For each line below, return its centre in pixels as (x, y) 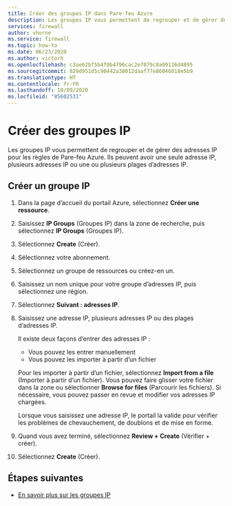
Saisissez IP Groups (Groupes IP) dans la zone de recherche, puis (111, 223)
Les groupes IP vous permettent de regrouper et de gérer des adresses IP (113, 149)
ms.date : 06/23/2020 (38, 52)
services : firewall (36, 26)
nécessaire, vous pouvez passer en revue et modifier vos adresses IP (116, 394)
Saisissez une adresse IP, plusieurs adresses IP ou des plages (106, 318)
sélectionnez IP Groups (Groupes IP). (71, 231)
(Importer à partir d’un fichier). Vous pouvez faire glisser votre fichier (115, 380)
